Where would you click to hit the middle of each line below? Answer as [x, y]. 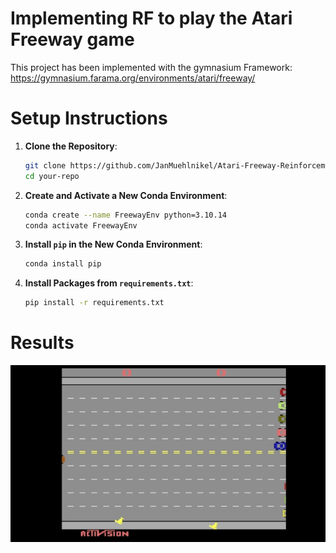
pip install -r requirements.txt [94, 303]
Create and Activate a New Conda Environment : [126, 195]
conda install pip [63, 264]
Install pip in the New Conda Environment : [113, 244]
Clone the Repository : [71, 146]
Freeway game [72, 39]
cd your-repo [52, 176]
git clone [45, 165]
